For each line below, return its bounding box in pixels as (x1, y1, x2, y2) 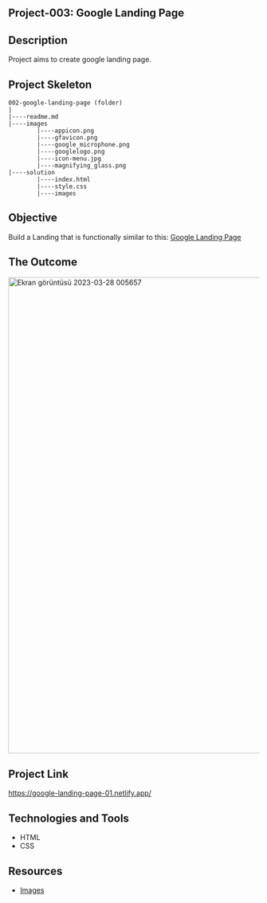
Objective (8, 211, 58, 225)
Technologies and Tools (8, 811, 130, 825)
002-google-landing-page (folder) (8, 99, 124, 107)
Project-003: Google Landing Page (8, 6, 185, 20)
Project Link (8, 768, 69, 781)
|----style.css (37, 183, 88, 190)
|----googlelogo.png (37, 147, 105, 156)
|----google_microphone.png (37, 141, 130, 149)
